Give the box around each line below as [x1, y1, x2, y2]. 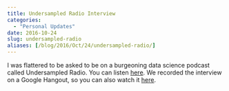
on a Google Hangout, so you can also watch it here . [7, 76, 157, 83]
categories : [7, 17, 41, 23]
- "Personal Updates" [13, 23, 76, 30]
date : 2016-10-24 [7, 29, 57, 37]
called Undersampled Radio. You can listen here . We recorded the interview [7, 68, 222, 77]
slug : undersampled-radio [7, 36, 81, 43]
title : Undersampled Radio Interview [7, 10, 116, 17]
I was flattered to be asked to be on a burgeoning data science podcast [7, 61, 210, 69]
